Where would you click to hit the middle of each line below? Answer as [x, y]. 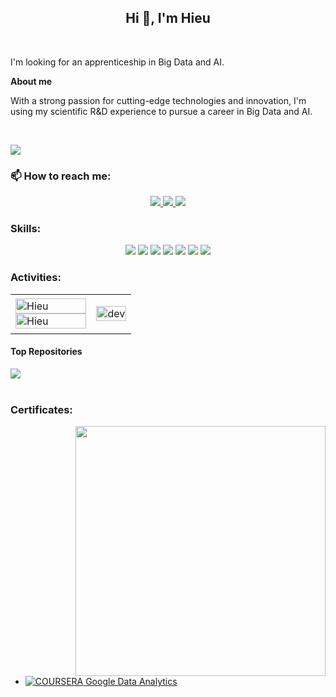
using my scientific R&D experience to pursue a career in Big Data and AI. [161, 111]
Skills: [26, 229]
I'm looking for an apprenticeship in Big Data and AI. [117, 62]
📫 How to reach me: [61, 176]
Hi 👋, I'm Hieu [168, 18]
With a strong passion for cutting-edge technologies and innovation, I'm [158, 100]
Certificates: [41, 409]
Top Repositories [46, 352]
